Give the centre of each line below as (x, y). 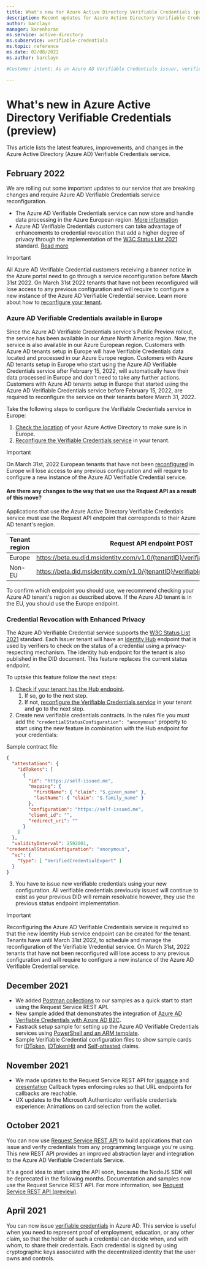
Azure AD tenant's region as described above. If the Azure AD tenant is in (99, 597)
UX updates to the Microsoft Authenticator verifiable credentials (96, 1100)
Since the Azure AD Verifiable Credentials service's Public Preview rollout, (100, 332)
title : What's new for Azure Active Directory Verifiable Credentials (98, 12)
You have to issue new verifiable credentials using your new (91, 884)
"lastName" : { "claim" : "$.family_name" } (89, 798)
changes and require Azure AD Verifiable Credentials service (83, 195)
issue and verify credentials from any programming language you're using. (101, 1147)
